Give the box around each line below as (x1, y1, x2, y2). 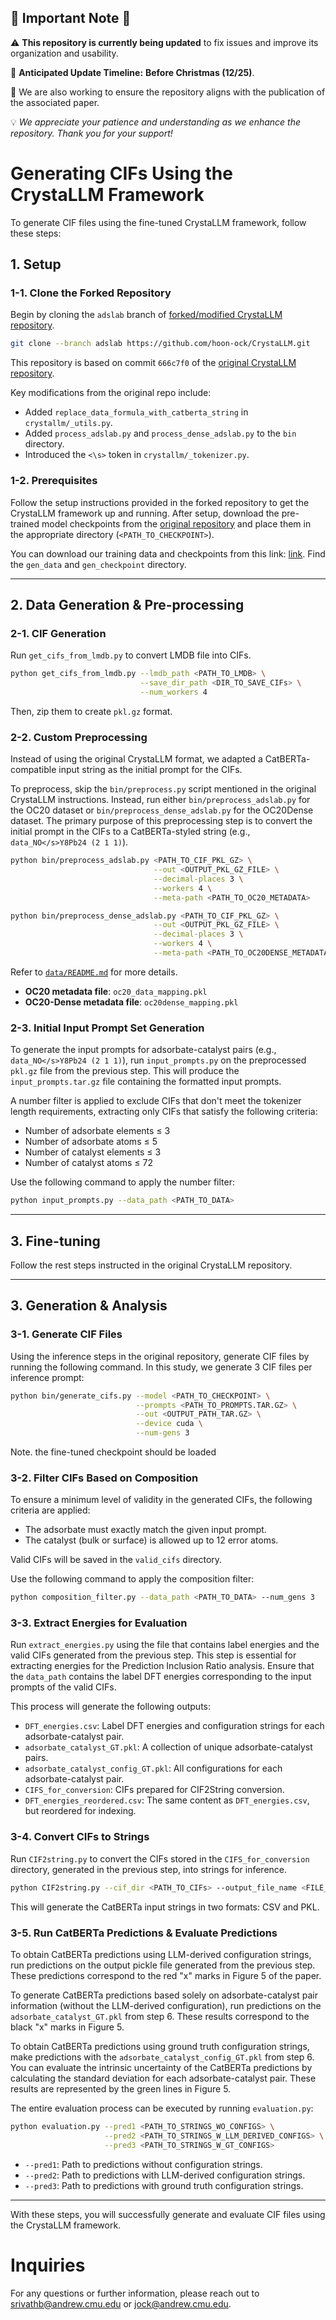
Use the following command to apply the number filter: (10, 1176, 235, 1188)
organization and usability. (10, 47, 119, 59)
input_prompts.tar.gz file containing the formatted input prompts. (10, 1076, 282, 1088)
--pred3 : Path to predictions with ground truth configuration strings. (24, 2179, 304, 2191)
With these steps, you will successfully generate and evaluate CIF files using (10, 2208, 326, 2220)
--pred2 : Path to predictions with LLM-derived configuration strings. (24, 2169, 306, 2181)
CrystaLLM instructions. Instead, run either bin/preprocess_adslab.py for (10, 794, 311, 806)
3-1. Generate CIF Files (10, 1327, 123, 1341)
